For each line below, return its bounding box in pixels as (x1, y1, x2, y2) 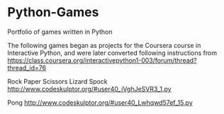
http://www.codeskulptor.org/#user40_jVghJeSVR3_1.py (7, 84, 172, 93)
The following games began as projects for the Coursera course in (7, 41, 201, 49)
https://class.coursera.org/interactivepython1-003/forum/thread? (7, 56, 197, 64)
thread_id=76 (7, 63, 47, 72)
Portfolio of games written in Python (7, 27, 113, 36)
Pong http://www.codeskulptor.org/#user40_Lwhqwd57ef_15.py (7, 98, 193, 106)
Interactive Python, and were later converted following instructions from (7, 49, 218, 57)
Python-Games (7, 4, 99, 20)
